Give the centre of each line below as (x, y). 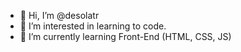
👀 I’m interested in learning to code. (93, 26)
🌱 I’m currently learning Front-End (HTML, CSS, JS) (125, 36)
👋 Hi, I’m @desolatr (59, 15)
